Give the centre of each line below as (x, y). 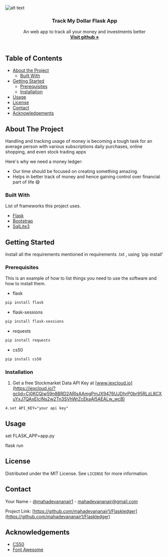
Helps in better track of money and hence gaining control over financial (86, 177)
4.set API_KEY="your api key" (37, 408)
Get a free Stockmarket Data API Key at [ (55, 383)
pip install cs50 (23, 359)
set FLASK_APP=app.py (30, 436)
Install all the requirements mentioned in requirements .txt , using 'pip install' (84, 255)
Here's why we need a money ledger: (44, 162)
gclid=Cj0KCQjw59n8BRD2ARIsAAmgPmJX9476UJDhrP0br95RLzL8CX (87, 394)
